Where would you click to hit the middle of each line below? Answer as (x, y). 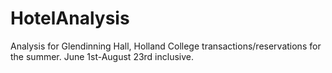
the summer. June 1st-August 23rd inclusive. (102, 56)
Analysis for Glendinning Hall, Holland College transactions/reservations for (166, 46)
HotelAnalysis (70, 18)
